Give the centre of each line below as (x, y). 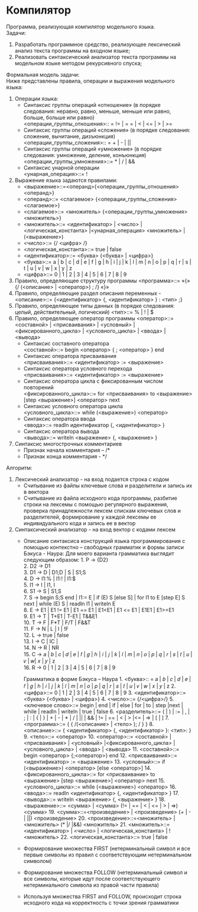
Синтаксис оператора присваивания (70, 356)
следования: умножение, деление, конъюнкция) (85, 155)
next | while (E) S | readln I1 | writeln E (69, 604)
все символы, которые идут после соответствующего (92, 878)
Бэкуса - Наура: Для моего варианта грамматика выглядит (99, 553)
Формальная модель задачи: (43, 74)
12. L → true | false (46, 635)
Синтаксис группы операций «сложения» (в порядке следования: (107, 130)
